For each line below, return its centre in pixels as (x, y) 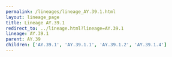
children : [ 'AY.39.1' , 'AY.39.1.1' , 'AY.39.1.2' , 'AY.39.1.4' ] (86, 45)
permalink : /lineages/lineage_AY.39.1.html (61, 12)
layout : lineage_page (33, 17)
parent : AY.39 (23, 39)
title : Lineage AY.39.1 (35, 23)
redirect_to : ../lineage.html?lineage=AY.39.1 (65, 28)
